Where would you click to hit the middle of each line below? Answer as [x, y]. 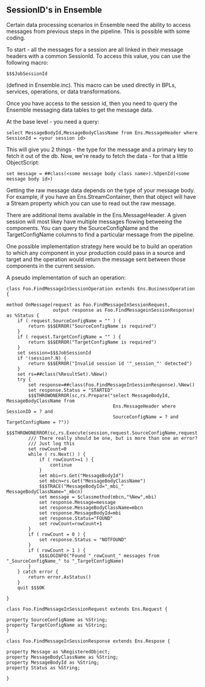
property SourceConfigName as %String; [57, 620]
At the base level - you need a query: [53, 121]
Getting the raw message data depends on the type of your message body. [101, 190]
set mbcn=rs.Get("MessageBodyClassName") [92, 481]
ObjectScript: [23, 162]
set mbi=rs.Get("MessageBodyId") [81, 475]
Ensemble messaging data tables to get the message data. [80, 110]
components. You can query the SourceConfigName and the [82, 228]
